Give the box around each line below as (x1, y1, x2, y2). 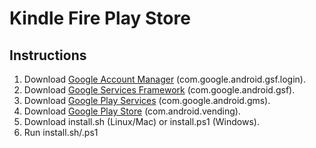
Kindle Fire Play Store (9, 7, 191, 30)
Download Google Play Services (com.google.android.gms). (23, 95, 271, 106)
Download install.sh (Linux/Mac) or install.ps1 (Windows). (23, 116, 260, 127)
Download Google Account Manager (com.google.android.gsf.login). (23, 73, 306, 85)
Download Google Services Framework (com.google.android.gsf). (23, 84, 296, 96)
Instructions (9, 47, 87, 64)
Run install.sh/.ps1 (23, 127, 99, 138)
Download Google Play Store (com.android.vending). (23, 105, 241, 117)
